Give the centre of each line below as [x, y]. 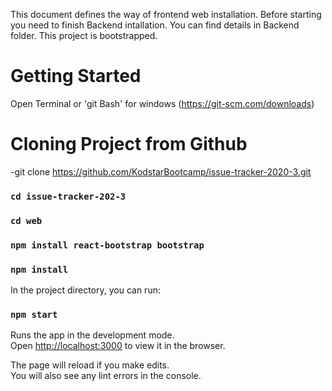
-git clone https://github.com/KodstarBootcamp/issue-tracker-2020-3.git [161, 171]
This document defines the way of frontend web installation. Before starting [166, 14]
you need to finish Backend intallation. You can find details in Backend [155, 25]
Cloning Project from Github [129, 144]
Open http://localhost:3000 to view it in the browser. [118, 346]
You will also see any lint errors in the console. [106, 376]
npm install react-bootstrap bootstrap [107, 245]
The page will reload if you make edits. [90, 365]
